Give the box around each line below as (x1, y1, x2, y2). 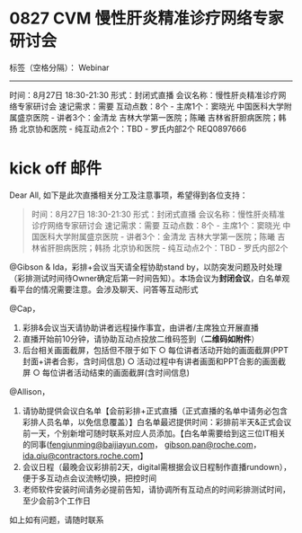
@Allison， (9, 386, 50, 396)
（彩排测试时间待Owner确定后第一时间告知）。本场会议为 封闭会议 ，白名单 (9, 272, 282, 283)
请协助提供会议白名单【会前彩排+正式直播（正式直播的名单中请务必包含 (22, 405, 289, 416)
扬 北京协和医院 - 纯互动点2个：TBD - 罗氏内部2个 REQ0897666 (9, 123, 247, 134)
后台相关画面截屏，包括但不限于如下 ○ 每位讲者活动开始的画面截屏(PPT (22, 344, 289, 355)
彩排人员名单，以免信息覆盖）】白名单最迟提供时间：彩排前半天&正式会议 (22, 416, 292, 427)
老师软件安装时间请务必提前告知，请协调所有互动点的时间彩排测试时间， (22, 484, 290, 494)
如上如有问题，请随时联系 (9, 514, 104, 525)
